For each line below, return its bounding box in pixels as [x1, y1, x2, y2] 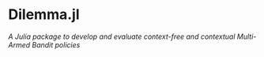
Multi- [236, 32, 257, 41]
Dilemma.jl [8, 6, 80, 24]
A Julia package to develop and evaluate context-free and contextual [8, 32, 236, 41]
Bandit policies [31, 40, 81, 49]
